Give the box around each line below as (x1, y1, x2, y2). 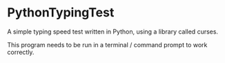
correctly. (7, 48, 35, 56)
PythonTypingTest (7, 5, 115, 21)
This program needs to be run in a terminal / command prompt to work (7, 40, 208, 49)
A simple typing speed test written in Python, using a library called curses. (7, 27, 219, 36)
